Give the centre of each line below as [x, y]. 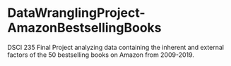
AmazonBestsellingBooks [84, 28]
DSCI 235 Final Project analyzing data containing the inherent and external [116, 47]
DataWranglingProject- [77, 13]
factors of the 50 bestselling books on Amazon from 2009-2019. [101, 55]
